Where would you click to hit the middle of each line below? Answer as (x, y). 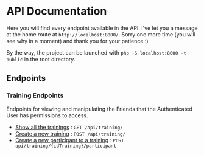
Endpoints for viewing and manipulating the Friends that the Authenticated (100, 109)
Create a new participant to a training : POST (69, 140)
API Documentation (57, 11)
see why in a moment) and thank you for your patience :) (77, 41)
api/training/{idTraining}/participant (66, 146)
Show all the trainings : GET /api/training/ (69, 127)
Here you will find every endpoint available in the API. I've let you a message (102, 28)
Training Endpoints (35, 95)
